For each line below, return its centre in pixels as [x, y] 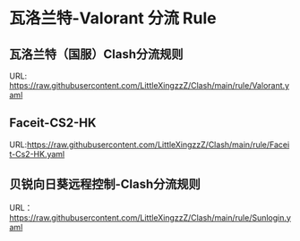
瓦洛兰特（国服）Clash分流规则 [96, 54]
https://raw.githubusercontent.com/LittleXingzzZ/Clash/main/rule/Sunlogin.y [150, 217]
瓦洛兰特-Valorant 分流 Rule [113, 18]
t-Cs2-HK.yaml [37, 154]
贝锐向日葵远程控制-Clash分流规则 [105, 184]
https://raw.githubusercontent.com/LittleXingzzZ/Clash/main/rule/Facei [158, 145]
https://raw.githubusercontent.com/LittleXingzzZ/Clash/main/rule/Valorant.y [149, 85]
